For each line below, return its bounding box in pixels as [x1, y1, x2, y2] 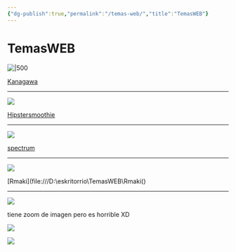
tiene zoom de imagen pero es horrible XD [7, 210, 130, 218]
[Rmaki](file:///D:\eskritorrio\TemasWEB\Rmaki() [7, 176, 146, 185]
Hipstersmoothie [7, 110, 55, 119]
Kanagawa [7, 77, 39, 85]
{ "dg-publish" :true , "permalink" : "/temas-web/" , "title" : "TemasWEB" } [7, 10, 209, 17]
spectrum [7, 143, 35, 152]
